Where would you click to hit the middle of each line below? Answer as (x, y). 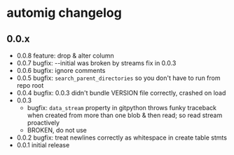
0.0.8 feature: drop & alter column (66, 55)
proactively (43, 123)
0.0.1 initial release (43, 145)
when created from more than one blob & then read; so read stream (125, 115)
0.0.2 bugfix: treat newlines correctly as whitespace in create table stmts (122, 137)
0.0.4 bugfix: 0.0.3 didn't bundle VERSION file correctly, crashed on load (121, 93)
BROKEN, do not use (57, 130)
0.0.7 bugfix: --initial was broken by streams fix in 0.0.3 (96, 63)
